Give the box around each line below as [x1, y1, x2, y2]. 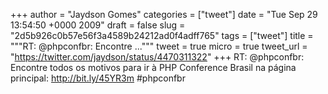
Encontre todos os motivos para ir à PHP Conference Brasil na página [10, 62, 297, 73]
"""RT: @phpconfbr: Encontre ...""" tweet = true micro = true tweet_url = [10, 40, 308, 52]
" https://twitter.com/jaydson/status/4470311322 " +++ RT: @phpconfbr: [10, 51, 305, 63]
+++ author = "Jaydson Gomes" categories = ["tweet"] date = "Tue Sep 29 [10, 9, 318, 20]
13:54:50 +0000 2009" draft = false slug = [10, 19, 186, 31]
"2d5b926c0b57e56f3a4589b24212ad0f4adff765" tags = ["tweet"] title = [10, 30, 314, 41]
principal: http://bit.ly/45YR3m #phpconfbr [10, 72, 186, 84]
